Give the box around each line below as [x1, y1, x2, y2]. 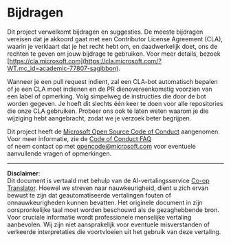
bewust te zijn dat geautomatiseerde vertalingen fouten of [7, 191, 172, 199]
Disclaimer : [7, 169, 41, 177]
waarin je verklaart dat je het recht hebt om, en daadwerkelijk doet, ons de [7, 42, 218, 50]
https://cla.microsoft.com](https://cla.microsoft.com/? [9, 56, 162, 65]
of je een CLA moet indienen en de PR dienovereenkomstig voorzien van [7, 85, 212, 93]
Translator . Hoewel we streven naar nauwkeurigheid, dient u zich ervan [7, 184, 208, 192]
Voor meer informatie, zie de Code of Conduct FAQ [7, 134, 152, 142]
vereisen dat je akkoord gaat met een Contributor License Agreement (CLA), [7, 34, 223, 43]
